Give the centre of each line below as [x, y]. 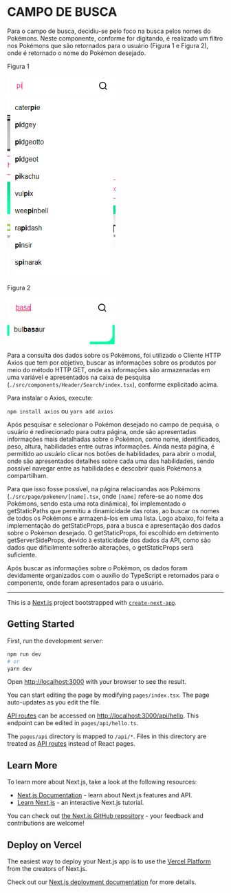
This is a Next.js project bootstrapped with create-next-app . [92, 602]
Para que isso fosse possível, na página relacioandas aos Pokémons [104, 488]
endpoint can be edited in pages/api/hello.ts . [73, 723]
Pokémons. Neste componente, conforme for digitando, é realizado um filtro [115, 38]
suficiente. [22, 555]
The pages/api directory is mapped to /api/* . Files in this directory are [107, 736]
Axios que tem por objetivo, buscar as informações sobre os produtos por [112, 363]
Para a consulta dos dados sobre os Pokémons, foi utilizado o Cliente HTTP [114, 355]
